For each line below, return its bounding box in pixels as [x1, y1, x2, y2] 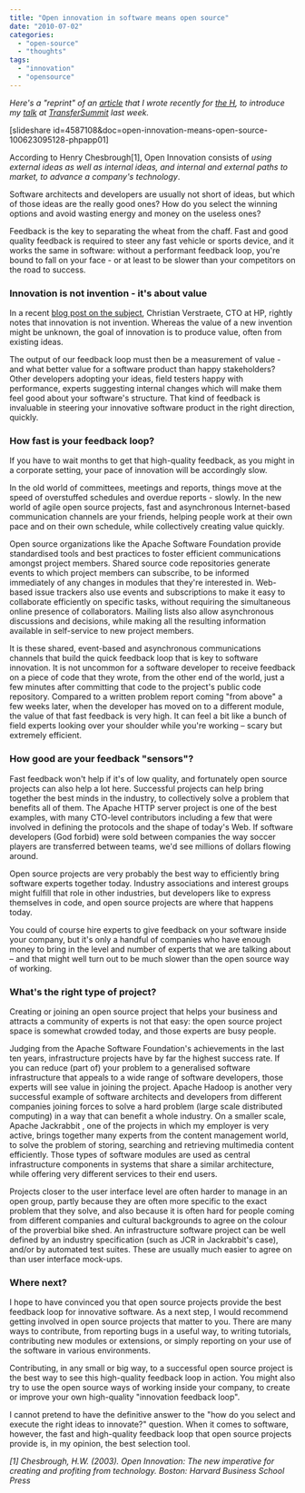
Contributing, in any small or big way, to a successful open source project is [9, 1363, 293, 1374]
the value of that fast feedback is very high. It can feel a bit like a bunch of [9, 710, 288, 722]
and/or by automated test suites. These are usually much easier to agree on [9, 1243, 292, 1254]
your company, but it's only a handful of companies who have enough [9, 934, 271, 944]
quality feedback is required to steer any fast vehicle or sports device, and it [9, 235, 295, 246]
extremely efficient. [9, 730, 83, 741]
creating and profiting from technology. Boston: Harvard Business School [9, 1466, 285, 1477]
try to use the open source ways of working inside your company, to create [9, 1382, 290, 1393]
